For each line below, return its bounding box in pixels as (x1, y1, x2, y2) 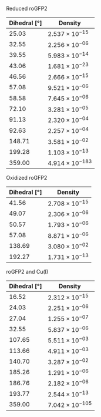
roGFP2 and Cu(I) (6, 268, 49, 275)
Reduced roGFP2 (6, 5, 48, 12)
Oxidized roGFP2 (6, 174, 48, 181)
